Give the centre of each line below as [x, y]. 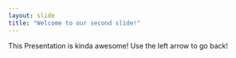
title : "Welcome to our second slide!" [75, 23]
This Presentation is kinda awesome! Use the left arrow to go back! [118, 45]
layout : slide [32, 15]
